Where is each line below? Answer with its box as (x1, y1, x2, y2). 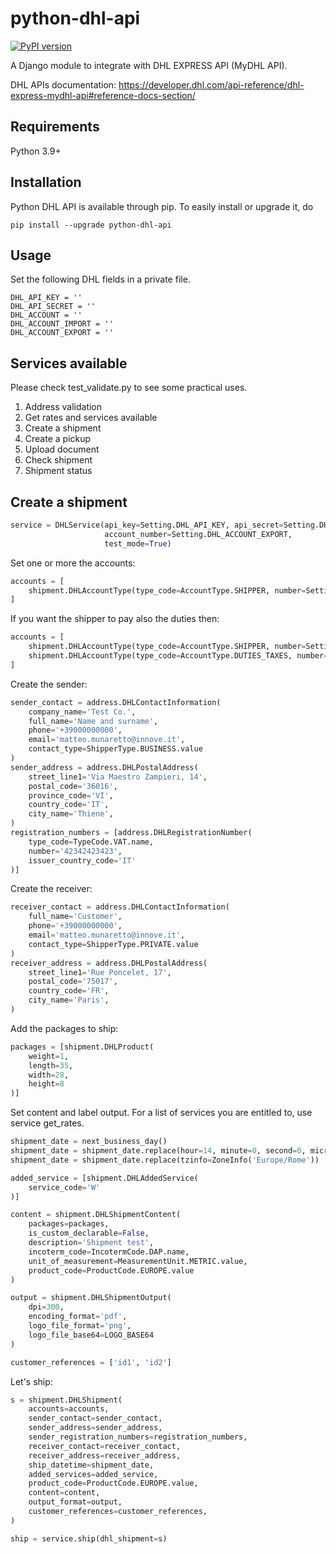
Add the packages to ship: (10, 1022, 119, 1034)
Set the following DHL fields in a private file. (10, 273, 191, 286)
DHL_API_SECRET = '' (10, 302, 97, 312)
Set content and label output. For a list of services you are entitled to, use (10, 1107, 313, 1119)
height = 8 (28, 1079, 65, 1089)
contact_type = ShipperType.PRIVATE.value (28, 939, 199, 949)
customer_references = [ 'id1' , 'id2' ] (10, 1357, 172, 1367)
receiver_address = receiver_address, (28, 1450, 182, 1461)
